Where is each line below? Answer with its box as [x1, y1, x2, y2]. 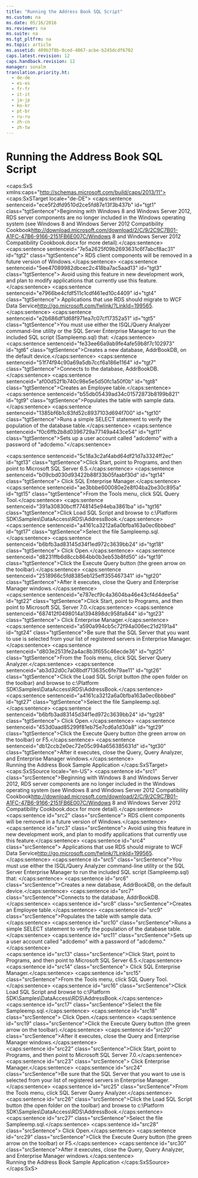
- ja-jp [11, 97, 31, 103]
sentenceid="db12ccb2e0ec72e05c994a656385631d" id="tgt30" [6, 742, 167, 750]
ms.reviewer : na [6, 25, 46, 31]
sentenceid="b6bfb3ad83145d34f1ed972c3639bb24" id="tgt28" [6, 710, 165, 718]
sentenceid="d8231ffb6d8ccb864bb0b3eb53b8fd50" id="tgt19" [6, 553, 164, 560]
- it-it [11, 91, 31, 97]
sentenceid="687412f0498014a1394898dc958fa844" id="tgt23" [6, 609, 164, 617]
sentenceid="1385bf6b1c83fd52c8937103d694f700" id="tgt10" [6, 409, 161, 416]
